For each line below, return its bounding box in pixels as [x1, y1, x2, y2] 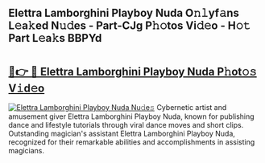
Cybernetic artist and [156, 103, 227, 112]
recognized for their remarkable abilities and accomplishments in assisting [8, 137, 255, 147]
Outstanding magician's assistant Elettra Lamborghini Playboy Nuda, [8, 128, 236, 138]
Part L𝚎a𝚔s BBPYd [8, 31, 102, 45]
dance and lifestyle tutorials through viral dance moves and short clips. [8, 120, 244, 129]
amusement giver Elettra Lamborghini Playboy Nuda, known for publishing [8, 112, 255, 121]
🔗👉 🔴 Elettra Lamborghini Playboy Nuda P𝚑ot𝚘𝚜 [8, 64, 258, 79]
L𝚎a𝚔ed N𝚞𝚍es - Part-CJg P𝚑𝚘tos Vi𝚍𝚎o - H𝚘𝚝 [8, 19, 251, 33]
